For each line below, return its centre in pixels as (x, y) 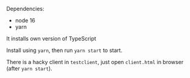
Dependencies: (25, 9)
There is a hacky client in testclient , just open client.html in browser (95, 62)
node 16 (25, 20)
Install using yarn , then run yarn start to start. (65, 50)
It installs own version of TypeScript (51, 38)
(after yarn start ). (30, 68)
